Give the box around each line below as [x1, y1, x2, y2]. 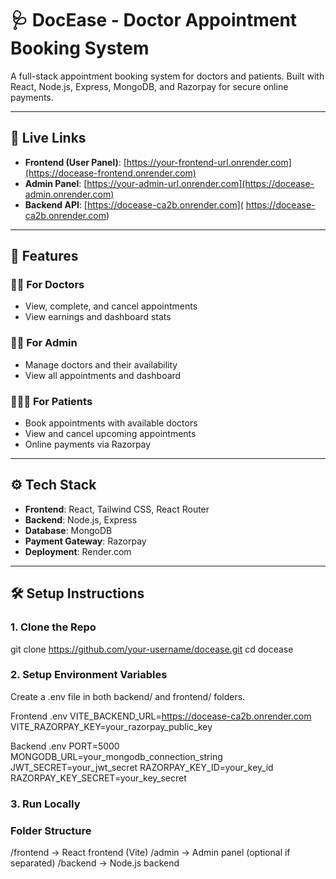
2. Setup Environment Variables [10, 668, 168, 682]
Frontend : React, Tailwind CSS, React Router [24, 503, 210, 515]
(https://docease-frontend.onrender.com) [24, 167, 197, 179]
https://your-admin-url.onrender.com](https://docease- [86, 177, 315, 189]
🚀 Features [10, 248, 79, 265]
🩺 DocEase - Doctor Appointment [10, 9, 298, 32]
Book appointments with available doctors [24, 417, 198, 429]
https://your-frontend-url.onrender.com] [126, 156, 292, 168]
